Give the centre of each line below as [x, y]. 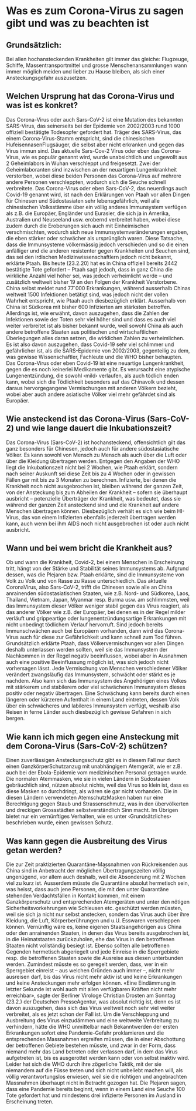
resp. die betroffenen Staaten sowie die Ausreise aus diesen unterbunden [95, 958]
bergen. [16, 719]
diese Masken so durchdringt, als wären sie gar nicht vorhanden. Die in [92, 791]
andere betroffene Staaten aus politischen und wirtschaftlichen [82, 332]
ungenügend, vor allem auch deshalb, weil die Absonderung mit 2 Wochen [96, 877]
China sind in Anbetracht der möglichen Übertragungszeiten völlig [86, 871]
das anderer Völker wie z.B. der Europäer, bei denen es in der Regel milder [96, 612]
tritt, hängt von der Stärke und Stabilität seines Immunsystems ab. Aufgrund [97, 569]
